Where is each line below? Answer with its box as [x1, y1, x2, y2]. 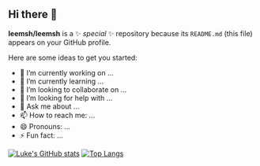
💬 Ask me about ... [19, 101, 80, 111]
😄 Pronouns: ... [19, 121, 71, 131]
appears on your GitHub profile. [8, 37, 111, 47]
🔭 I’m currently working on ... [19, 68, 114, 77]
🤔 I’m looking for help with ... [19, 93, 113, 102]
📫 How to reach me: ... [19, 110, 96, 120]
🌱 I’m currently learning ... [19, 76, 104, 86]
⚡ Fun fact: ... [19, 131, 63, 140]
